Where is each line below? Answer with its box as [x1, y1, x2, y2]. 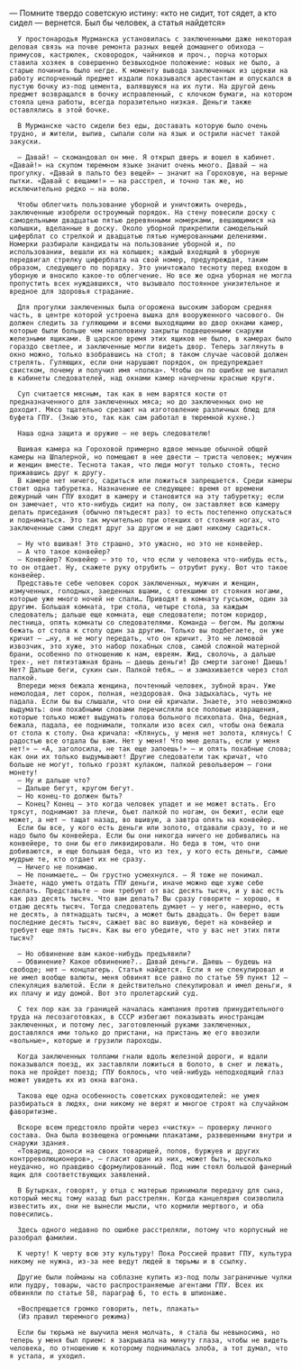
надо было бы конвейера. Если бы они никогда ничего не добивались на [9, 831, 280, 840]
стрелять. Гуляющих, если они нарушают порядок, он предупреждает [9, 358, 264, 367]
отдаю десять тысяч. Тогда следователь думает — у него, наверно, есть [9, 902, 284, 911]
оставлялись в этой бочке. [9, 105, 111, 114]
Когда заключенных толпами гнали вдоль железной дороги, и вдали [17, 1052, 269, 1061]
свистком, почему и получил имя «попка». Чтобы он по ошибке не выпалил [9, 366, 288, 375]
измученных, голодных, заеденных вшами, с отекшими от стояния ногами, [9, 587, 284, 596]
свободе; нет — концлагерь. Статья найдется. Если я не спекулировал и [9, 965, 284, 974]
